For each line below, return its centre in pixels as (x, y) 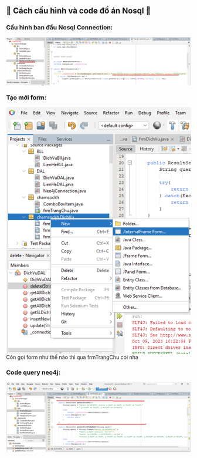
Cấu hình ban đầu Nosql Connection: (60, 28)
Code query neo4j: (33, 372)
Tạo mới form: (26, 97)
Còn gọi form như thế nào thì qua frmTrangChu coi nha (72, 357)
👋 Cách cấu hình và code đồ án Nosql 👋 (79, 11)
